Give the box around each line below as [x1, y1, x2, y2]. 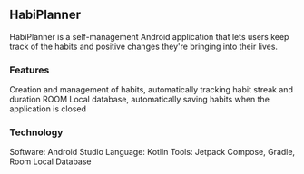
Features [9, 63, 50, 76]
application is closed [9, 103, 86, 114]
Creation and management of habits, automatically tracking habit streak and [9, 84, 293, 95]
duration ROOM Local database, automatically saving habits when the [9, 94, 270, 105]
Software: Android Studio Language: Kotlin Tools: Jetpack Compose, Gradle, [9, 147, 296, 158]
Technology [9, 126, 64, 139]
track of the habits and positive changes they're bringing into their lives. [9, 41, 279, 52]
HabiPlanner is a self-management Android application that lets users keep [9, 31, 289, 42]
